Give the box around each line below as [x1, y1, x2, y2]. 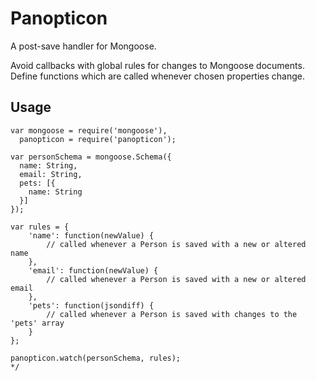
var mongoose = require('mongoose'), [10, 125, 168, 136]
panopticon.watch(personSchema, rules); [10, 353, 182, 363]
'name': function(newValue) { [28, 230, 155, 241]
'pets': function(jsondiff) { [28, 300, 155, 311]
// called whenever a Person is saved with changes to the [46, 309, 298, 319]
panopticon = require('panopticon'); [19, 134, 177, 144]
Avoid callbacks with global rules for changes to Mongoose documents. [10, 59, 305, 71]
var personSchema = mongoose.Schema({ [10, 152, 172, 162]
